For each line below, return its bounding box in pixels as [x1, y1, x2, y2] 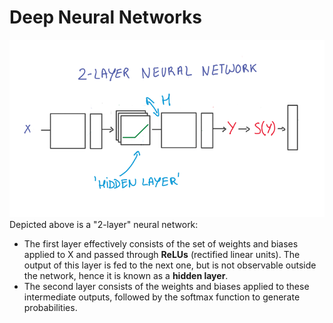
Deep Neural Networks [9, 6, 202, 29]
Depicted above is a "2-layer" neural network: [9, 218, 199, 230]
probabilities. [23, 301, 78, 313]
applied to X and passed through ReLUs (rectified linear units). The [23, 248, 301, 260]
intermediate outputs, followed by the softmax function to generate [23, 291, 301, 303]
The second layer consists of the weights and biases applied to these [23, 280, 310, 292]
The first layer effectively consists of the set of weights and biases [23, 237, 299, 250]
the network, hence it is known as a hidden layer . [23, 269, 229, 281]
